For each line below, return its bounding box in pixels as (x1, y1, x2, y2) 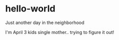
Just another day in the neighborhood (5, 19, 85, 25)
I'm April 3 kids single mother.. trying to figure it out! (5, 29, 114, 35)
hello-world (5, 3, 56, 14)
